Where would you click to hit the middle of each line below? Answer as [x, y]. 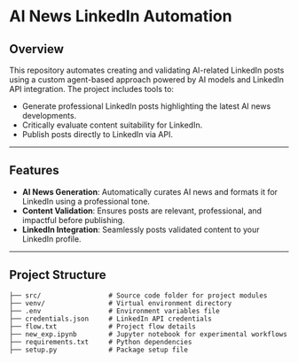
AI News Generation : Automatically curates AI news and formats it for [149, 191]
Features [34, 170]
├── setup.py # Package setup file [99, 350]
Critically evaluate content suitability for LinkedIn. [112, 125]
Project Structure [58, 275]
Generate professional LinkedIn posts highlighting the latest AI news [146, 106]
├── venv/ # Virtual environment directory [121, 303]
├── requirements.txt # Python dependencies [101, 342]
